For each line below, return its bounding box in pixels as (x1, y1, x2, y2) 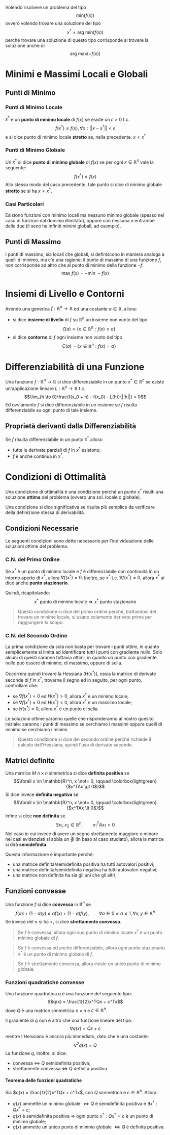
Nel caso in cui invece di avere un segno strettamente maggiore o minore (5, 831, 158, 837)
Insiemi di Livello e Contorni (5, 288, 124, 300)
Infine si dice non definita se (5, 813, 66, 819)
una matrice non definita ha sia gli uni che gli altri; (12, 872, 117, 878)
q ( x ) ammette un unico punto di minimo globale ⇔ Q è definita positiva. (12, 1124, 165, 1130)
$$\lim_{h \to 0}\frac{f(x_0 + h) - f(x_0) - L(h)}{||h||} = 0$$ (24, 394, 147, 400)
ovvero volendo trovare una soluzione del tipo (5, 20, 101, 26)
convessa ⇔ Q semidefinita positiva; (12, 1060, 91, 1066)
